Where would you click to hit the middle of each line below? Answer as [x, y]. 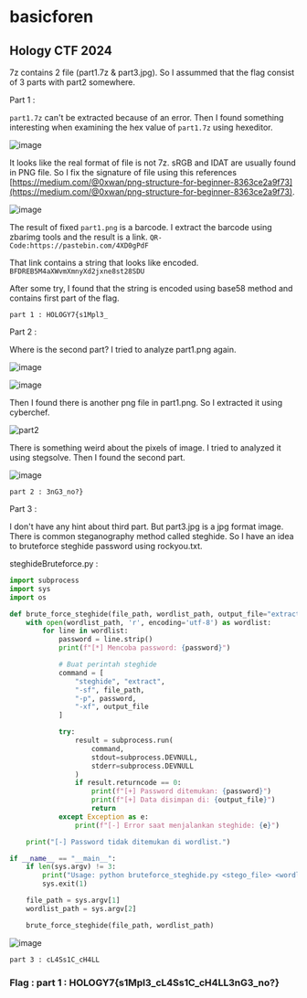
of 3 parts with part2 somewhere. [72, 82]
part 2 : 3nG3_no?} [47, 492]
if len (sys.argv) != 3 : [71, 867]
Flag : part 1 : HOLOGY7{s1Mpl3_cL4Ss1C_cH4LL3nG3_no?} [145, 982]
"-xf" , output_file [111, 707]
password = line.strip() [106, 640]
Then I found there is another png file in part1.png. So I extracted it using [146, 403]
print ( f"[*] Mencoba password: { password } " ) [144, 648]
